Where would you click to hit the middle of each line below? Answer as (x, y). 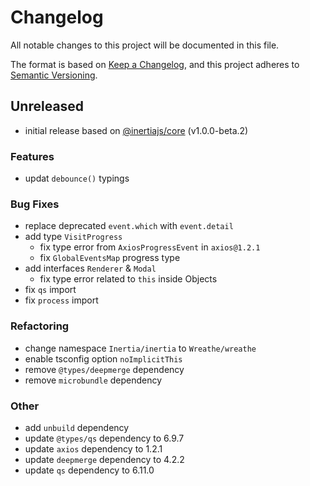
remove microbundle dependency (93, 380)
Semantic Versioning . (54, 75)
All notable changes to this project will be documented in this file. (145, 45)
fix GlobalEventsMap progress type (110, 258)
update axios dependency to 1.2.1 (93, 448)
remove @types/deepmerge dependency (104, 369)
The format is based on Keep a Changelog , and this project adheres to (155, 64)
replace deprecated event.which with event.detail (129, 226)
